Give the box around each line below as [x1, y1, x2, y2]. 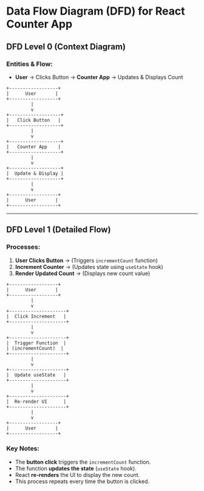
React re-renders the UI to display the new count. [15, 471, 140, 478]
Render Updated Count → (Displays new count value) [15, 270, 151, 277]
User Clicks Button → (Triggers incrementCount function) [15, 257, 158, 264]
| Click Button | [6, 117, 61, 123]
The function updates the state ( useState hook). [15, 464, 137, 472]
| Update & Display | [6, 170, 64, 176]
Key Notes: [6, 444, 39, 453]
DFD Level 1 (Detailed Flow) [6, 225, 111, 235]
